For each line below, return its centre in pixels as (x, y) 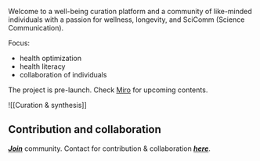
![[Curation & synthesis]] (48, 105)
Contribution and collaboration (85, 129)
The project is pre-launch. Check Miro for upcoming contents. (108, 90)
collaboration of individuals (63, 75)
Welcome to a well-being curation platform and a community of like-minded (130, 11)
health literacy (42, 66)
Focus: (19, 43)
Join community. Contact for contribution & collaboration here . (110, 148)
